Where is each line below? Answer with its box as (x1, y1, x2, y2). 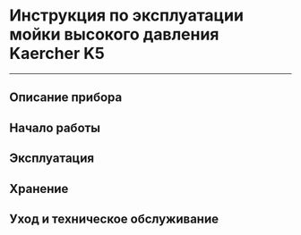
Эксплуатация (9, 151, 95, 166)
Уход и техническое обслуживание (9, 211, 219, 226)
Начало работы (9, 120, 101, 135)
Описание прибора (9, 90, 123, 105)
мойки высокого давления (9, 24, 219, 45)
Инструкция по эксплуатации (9, 5, 245, 26)
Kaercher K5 (9, 44, 105, 63)
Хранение (9, 180, 69, 197)
